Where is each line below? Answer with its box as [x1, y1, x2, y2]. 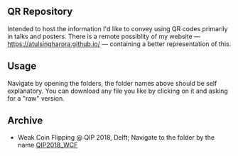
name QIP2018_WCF [17, 141, 78, 150]
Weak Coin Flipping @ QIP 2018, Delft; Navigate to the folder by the [17, 133, 215, 142]
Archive [7, 115, 43, 127]
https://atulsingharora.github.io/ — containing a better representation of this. [7, 39, 232, 48]
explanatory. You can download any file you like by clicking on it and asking [7, 87, 229, 95]
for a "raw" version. [7, 94, 65, 102]
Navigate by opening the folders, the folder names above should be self [7, 79, 217, 87]
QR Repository [7, 6, 73, 18]
